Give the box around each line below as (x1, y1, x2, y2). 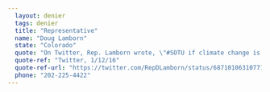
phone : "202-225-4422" (15, 71, 91, 79)
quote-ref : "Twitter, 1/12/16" (15, 57, 120, 65)
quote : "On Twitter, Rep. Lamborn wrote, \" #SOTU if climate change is (15, 49, 261, 57)
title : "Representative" (15, 26, 98, 34)
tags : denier (15, 19, 59, 27)
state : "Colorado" (15, 42, 77, 50)
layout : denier (15, 11, 66, 20)
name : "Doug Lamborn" (15, 34, 88, 42)
